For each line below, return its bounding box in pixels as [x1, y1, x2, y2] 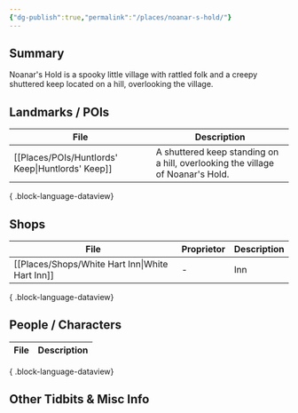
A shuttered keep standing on [155, 146, 279, 158]
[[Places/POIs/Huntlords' [13, 152, 118, 164]
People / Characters [9, 317, 122, 333]
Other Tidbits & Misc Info [9, 392, 150, 407]
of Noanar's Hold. [155, 168, 230, 180]
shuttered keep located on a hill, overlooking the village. [9, 79, 214, 90]
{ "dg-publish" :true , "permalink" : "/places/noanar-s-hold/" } [9, 12, 232, 22]
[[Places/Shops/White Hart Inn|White [13, 258, 169, 271]
